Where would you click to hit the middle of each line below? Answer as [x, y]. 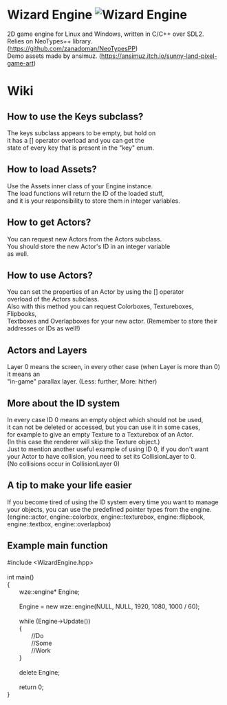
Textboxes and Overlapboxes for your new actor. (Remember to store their [112, 321]
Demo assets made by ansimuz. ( [54, 56]
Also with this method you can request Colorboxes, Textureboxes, [100, 306]
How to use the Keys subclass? [75, 116]
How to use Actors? [50, 275]
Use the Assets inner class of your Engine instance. [80, 186]
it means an [24, 374]
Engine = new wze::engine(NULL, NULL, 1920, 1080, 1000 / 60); [110, 606]
